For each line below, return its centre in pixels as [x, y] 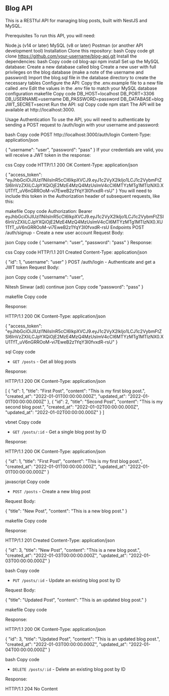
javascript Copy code [27, 482]
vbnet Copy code [23, 422]
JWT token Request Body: [32, 267]
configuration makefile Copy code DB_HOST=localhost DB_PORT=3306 [80, 93]
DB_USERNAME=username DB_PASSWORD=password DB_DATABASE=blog [84, 99]
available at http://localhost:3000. [40, 109]
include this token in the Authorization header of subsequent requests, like [83, 196]
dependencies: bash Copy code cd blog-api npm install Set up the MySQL [82, 61]
